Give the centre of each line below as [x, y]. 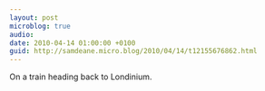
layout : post [34, 18]
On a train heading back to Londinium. [81, 77]
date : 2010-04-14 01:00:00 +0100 [73, 43]
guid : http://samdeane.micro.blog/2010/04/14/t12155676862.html [133, 51]
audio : [22, 34]
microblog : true [40, 26]
